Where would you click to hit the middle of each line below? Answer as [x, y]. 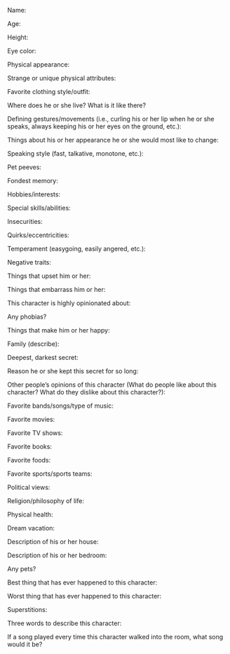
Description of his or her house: [53, 542]
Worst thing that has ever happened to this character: [84, 596]
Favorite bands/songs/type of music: [61, 406]
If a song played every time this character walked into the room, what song [115, 637]
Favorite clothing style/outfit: [49, 92]
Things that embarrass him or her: [56, 289]
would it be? [25, 644]
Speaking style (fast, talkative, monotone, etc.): [75, 153]
